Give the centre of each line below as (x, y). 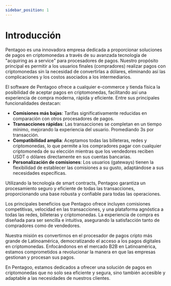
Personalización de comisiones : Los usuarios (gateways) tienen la (83, 162)
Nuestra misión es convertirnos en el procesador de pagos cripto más (79, 235)
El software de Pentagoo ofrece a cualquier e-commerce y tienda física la (83, 87)
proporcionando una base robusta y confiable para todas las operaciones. (83, 194)
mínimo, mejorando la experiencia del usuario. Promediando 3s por (83, 129)
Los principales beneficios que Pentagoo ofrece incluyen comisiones (78, 203)
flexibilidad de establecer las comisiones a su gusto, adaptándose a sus (88, 168)
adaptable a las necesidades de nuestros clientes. (58, 278)
